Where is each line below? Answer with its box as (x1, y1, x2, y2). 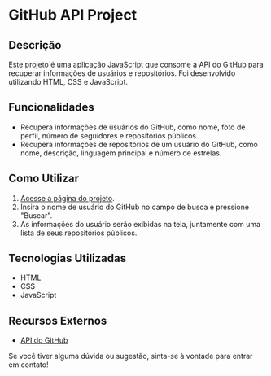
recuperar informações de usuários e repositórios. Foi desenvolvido (8, 68, 236, 78)
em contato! (8, 360, 49, 369)
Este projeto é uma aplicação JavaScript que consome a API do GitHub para (8, 59, 264, 69)
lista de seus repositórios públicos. (20, 228, 138, 238)
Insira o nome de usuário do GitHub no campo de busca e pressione (20, 202, 250, 212)
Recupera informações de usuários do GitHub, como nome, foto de (20, 122, 246, 132)
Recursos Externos (8, 313, 107, 327)
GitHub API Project (8, 6, 138, 24)
